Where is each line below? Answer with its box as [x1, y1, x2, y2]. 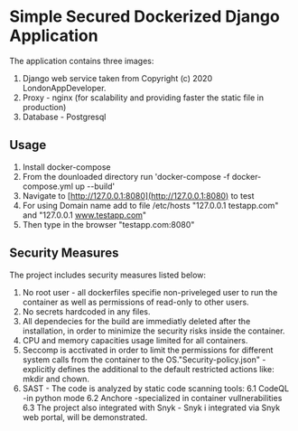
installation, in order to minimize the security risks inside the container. [22, 325, 285, 336]
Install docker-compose [22, 161, 111, 173]
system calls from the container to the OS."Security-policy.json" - [22, 354, 266, 365]
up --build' [75, 181, 116, 192]
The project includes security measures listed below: [9, 269, 206, 280]
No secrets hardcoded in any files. [22, 305, 151, 317]
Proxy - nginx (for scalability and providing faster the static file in [22, 92, 265, 103]
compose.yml [22, 181, 74, 192]
